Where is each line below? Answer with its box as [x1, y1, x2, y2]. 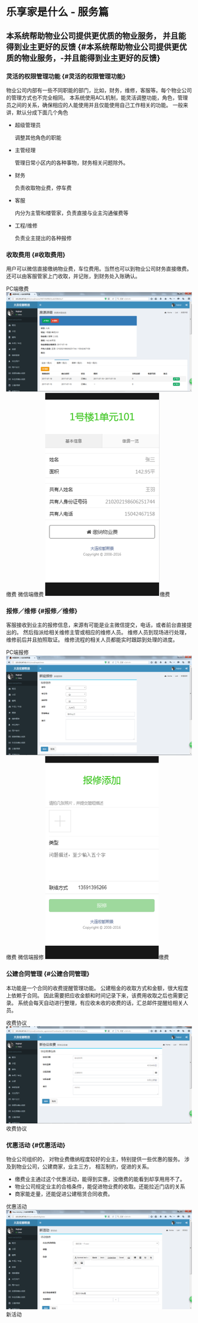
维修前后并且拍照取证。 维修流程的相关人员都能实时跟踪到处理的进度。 [6, 636, 178, 643]
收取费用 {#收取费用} [6, 251, 66, 259]
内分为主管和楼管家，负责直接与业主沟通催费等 [14, 209, 128, 216]
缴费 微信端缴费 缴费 [6, 591, 170, 598]
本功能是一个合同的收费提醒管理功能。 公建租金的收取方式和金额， [6, 984, 168, 991]
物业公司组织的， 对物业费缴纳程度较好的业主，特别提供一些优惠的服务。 [6, 1156, 183, 1163]
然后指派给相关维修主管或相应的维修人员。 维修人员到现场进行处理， [22, 629, 190, 636]
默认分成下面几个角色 [16, 109, 68, 116]
